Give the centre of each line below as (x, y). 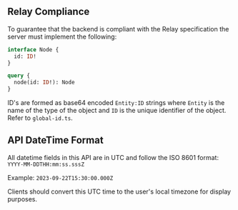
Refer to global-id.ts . (40, 118)
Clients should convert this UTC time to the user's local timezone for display (119, 191)
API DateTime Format (55, 140)
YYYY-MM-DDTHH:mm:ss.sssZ (46, 164)
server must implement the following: (62, 36)
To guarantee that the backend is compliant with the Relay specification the (118, 29)
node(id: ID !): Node (44, 82)
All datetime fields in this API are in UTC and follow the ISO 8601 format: (113, 157)
